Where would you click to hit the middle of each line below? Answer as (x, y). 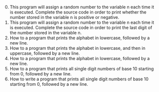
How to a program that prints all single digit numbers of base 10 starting (82, 69)
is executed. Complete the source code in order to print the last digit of (81, 28)
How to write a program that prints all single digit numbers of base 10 (79, 79)
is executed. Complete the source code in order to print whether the (78, 12)
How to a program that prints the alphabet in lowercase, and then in (77, 48)
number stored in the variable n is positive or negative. (64, 17)
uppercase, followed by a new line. (45, 53)
